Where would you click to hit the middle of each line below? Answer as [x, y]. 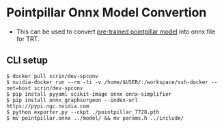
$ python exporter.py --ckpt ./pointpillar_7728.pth [83, 112]
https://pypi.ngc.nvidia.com [48, 106]
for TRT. [28, 38]
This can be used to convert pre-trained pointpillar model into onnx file [116, 31]
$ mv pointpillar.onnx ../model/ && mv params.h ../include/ [95, 118]
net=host [19, 88]
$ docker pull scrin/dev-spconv [52, 76]
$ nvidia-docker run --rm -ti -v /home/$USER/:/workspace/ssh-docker [108, 82]
